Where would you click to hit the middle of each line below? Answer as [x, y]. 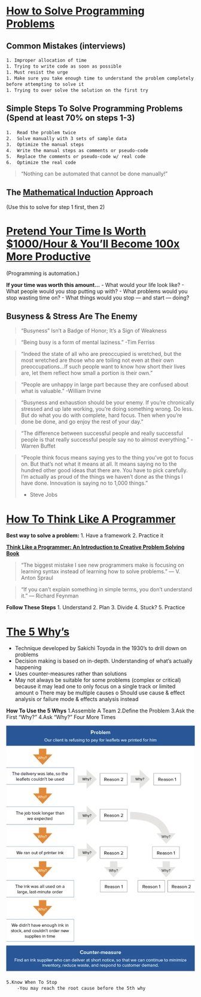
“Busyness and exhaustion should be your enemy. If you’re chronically [107, 403]
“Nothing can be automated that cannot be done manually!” [94, 173]
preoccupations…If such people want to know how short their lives [103, 367]
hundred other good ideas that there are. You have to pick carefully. [104, 470]
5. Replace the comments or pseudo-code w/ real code [76, 156]
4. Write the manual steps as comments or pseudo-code [77, 150]
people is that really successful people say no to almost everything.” [105, 440]
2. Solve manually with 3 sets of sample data [67, 138]
